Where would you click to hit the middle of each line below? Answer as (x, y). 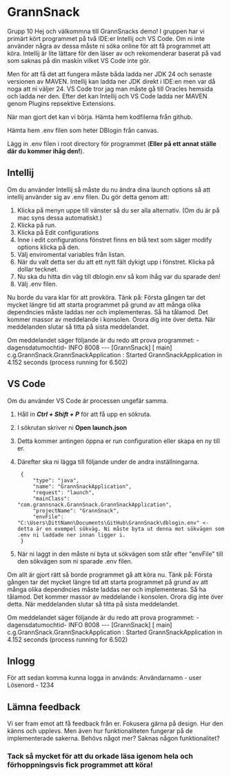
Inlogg (21, 661)
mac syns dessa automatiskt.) (59, 217)
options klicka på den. (49, 247)
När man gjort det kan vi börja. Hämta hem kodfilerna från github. (100, 117)
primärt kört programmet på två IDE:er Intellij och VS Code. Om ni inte (106, 38)
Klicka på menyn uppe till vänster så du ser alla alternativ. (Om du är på (118, 210)
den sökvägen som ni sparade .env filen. (75, 561)
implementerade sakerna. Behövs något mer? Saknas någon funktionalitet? (113, 739)
